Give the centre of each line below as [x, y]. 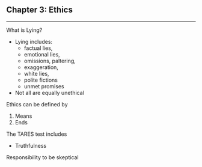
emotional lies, [42, 54]
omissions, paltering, [50, 61]
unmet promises [44, 86]
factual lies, [38, 48]
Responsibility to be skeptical [43, 157]
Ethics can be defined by [37, 104]
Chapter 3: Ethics [40, 10]
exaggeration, [41, 67]
